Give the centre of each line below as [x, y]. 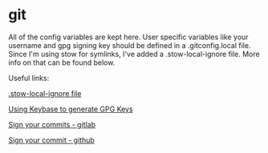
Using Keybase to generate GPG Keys [71, 109]
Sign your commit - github [51, 140]
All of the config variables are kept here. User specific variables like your [128, 37]
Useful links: [29, 78]
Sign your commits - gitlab [52, 124]
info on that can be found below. [62, 62]
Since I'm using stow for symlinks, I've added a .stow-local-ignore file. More [134, 54]
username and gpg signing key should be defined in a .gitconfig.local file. [130, 45]
